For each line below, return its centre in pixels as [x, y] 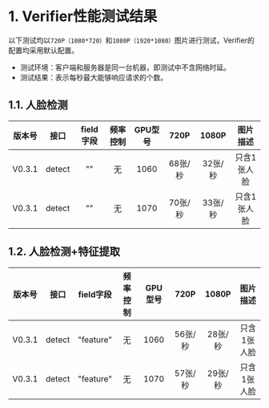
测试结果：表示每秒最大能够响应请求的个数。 [94, 77]
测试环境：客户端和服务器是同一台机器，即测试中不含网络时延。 [125, 67]
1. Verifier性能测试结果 [83, 16]
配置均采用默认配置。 [43, 50]
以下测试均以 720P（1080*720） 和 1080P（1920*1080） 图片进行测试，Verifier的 [131, 40]
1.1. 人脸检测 [38, 105]
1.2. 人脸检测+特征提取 [64, 252]
